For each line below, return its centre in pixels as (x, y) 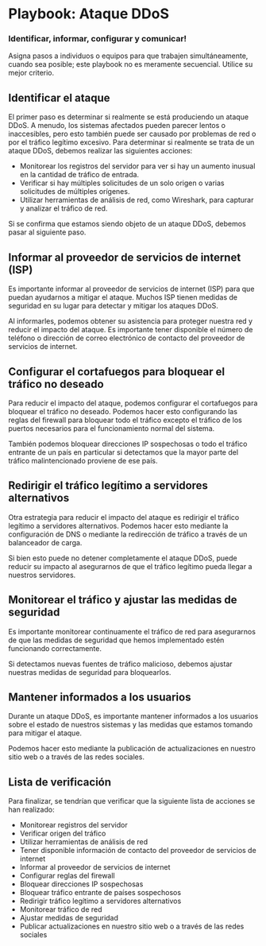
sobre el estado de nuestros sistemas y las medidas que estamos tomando (131, 725)
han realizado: (31, 810)
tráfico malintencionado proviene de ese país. (83, 460)
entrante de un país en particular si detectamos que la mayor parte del (123, 452)
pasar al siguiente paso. (47, 232)
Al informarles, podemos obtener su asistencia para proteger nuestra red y (130, 321)
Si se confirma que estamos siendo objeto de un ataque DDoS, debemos (127, 224)
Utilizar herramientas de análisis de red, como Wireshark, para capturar (137, 200)
